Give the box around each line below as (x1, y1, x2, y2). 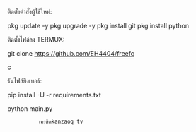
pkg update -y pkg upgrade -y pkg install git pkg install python (7, 22, 190, 30)
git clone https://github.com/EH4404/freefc (7, 49, 134, 57)
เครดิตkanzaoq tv (38, 118, 83, 125)
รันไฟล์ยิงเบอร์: (7, 77, 42, 85)
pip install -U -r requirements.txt (7, 91, 101, 99)
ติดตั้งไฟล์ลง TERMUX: (7, 35, 65, 43)
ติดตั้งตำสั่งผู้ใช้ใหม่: (7, 8, 52, 16)
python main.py (7, 104, 53, 113)
